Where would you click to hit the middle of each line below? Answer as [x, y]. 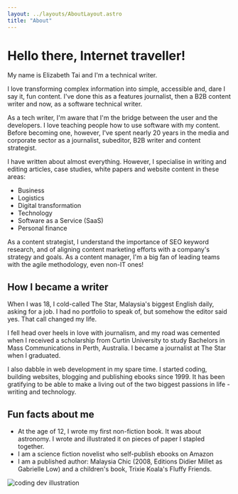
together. [31, 446]
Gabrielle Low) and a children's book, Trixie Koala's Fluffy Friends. [114, 469]
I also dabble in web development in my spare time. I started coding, [107, 369]
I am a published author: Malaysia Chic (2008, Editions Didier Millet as [120, 461]
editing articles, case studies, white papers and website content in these [113, 169]
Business [31, 191]
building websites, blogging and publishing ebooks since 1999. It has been [116, 377]
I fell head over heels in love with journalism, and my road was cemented [114, 333]
